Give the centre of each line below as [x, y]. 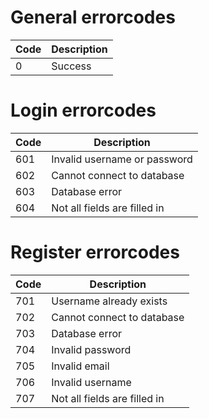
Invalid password [91, 349]
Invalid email [80, 366]
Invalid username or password [122, 159]
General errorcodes [93, 17]
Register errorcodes [95, 252]
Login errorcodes [83, 110]
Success [71, 66]
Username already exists [109, 301]
